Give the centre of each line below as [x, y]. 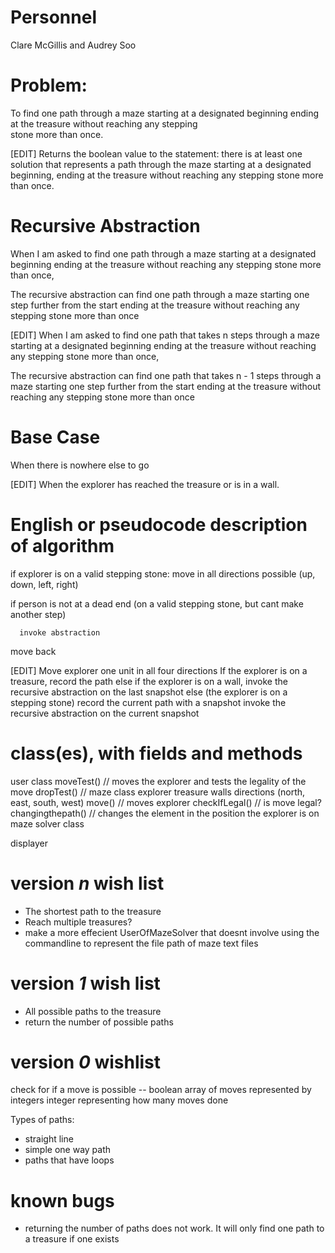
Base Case [55, 437]
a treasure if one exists [72, 1239]
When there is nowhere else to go [80, 465]
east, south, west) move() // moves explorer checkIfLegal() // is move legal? [166, 802]
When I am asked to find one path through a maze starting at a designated [163, 253]
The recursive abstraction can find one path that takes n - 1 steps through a [166, 375]
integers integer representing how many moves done [119, 1100]
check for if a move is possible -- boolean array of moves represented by [161, 1090]
